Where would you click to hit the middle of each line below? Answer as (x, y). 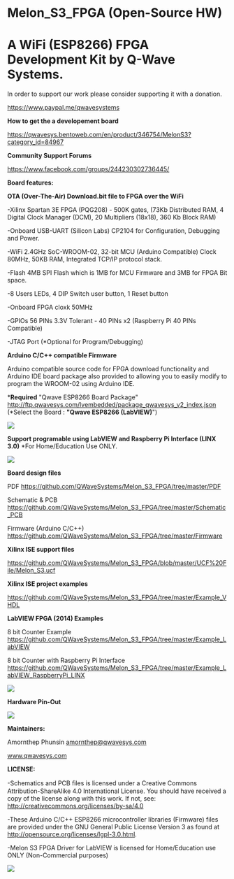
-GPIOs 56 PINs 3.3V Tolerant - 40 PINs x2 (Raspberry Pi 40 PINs (102, 321)
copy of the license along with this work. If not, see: (81, 799)
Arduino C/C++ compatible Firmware (62, 355)
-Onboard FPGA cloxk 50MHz (50, 307)
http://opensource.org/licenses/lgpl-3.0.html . (72, 834)
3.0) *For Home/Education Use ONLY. (62, 446)
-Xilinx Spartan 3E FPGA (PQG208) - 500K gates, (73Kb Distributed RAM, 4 (116, 210)
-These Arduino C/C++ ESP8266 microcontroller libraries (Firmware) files (113, 820)
